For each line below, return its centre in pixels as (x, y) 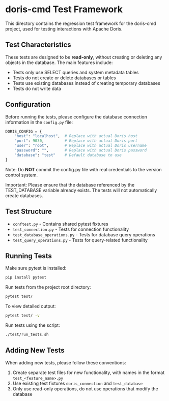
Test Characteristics (38, 45)
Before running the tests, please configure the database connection (76, 117)
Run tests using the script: (33, 325)
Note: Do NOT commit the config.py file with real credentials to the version (83, 169)
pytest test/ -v (22, 316)
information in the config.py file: (39, 122)
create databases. (24, 195)
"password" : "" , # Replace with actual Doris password (80, 150)
